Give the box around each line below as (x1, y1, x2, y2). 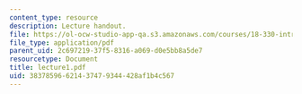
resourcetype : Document (9, 55, 99, 64)
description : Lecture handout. (9, 21, 127, 30)
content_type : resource (9, 13, 99, 22)
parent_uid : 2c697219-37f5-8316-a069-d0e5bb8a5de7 (9, 47, 203, 56)
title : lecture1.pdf (9, 64, 87, 73)
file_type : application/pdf (9, 38, 115, 47)
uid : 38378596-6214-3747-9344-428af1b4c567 (9, 72, 175, 81)
